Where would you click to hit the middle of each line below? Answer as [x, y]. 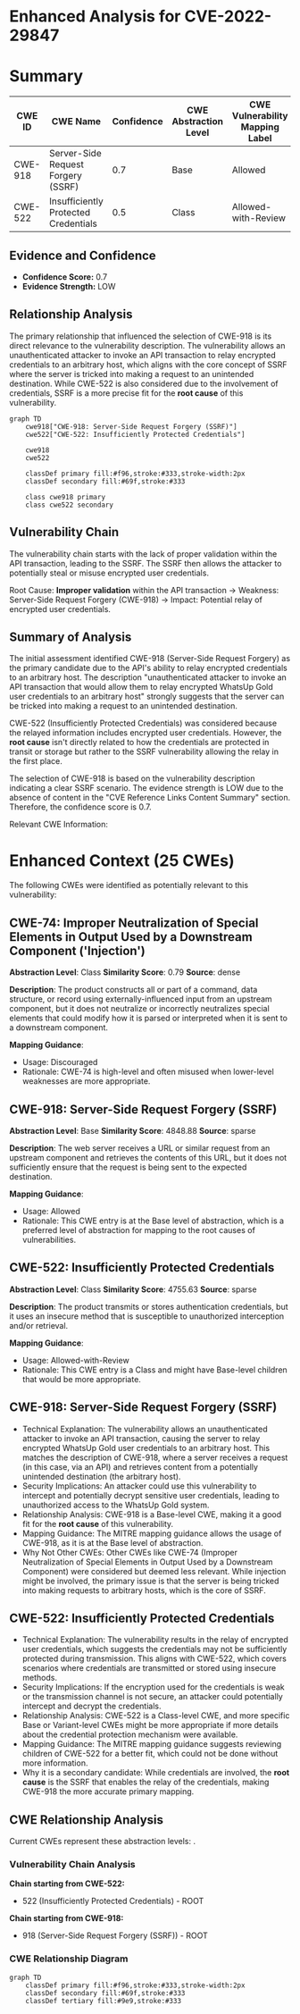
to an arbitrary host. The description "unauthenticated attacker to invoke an [148, 677]
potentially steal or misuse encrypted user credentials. [109, 573]
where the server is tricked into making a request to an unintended [132, 373]
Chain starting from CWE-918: [67, 1918]
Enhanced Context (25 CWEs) [122, 860]
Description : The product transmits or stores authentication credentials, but [149, 1306]
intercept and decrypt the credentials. [92, 1706]
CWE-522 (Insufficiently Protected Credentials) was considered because [143, 723]
